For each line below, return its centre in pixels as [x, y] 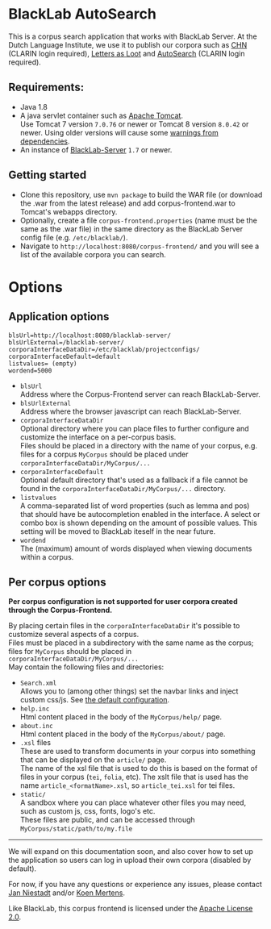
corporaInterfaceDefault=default [65, 356]
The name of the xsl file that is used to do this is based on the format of [139, 769]
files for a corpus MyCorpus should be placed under [104, 454]
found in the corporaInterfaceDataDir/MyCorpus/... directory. [123, 488]
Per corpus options [57, 582]
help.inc [35, 709]
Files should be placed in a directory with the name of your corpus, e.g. [139, 445]
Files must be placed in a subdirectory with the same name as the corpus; [131, 643]
